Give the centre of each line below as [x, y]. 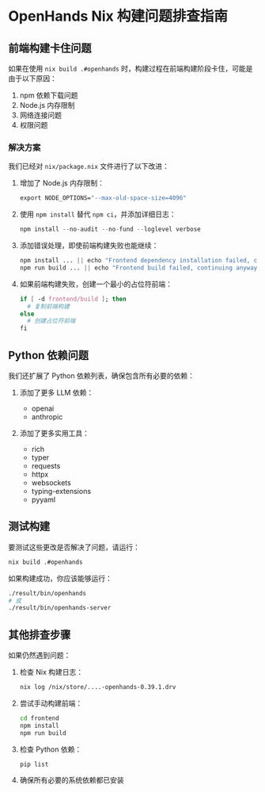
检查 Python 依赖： [51, 749]
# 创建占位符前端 [51, 321]
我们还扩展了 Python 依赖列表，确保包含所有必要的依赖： [102, 375]
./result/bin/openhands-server [60, 608]
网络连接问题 [40, 115]
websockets [51, 482]
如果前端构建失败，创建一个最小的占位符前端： [96, 284]
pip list [34, 764]
